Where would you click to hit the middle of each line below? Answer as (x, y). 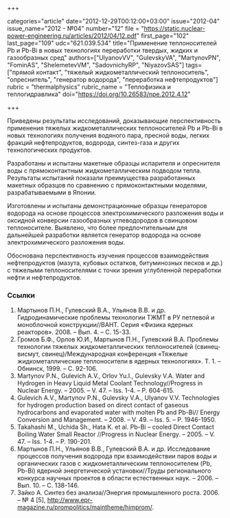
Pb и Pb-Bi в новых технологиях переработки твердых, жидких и (102, 50)
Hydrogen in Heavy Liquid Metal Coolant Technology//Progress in (110, 383)
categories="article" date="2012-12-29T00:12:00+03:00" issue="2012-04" (114, 21)
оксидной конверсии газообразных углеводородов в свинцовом (102, 220)
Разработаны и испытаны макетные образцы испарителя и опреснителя (114, 163)
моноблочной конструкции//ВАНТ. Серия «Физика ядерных (105, 325)
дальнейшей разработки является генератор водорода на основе (104, 235)
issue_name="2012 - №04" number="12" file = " (76, 29)
